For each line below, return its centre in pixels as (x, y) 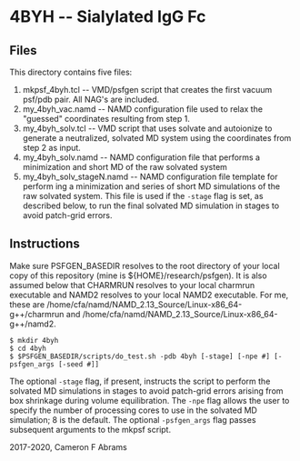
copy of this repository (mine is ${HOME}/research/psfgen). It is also (138, 276)
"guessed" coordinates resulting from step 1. (106, 119)
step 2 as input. (52, 148)
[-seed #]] (79, 364)
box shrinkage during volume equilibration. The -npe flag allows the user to (150, 400)
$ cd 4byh (28, 348)
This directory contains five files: (71, 72)
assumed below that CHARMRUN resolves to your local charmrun (132, 285)
